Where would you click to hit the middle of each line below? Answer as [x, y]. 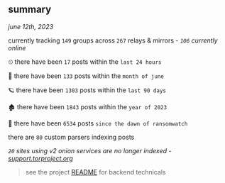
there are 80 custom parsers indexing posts [71, 137]
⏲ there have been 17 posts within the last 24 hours [85, 62]
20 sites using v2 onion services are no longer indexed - [90, 150]
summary [30, 10]
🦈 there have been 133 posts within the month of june [86, 76]
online [17, 48]
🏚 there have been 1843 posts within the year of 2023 [88, 106]
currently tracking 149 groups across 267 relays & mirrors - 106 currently [113, 40]
